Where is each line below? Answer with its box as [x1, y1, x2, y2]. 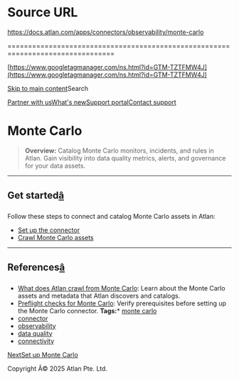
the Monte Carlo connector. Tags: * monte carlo [17, 306, 157, 315]
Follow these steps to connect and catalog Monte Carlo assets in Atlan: [7, 212, 216, 220]
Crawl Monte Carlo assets [17, 233, 94, 241]
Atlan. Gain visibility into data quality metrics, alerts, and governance [24, 153, 226, 162]
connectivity [17, 337, 55, 345]
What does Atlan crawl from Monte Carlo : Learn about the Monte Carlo [17, 283, 225, 292]
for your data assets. [24, 161, 86, 170]
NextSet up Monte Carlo [7, 350, 78, 359]
